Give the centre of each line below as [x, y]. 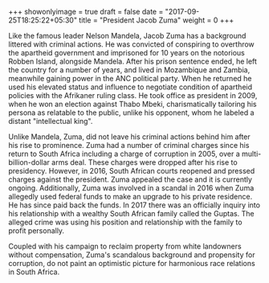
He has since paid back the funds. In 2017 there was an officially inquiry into [134, 205]
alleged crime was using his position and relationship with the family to [125, 222]
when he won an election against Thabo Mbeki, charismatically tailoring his [132, 104]
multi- [251, 154]
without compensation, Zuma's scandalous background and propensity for [132, 255]
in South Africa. [34, 272]
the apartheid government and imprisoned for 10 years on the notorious [126, 53]
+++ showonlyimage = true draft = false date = [86, 12]
